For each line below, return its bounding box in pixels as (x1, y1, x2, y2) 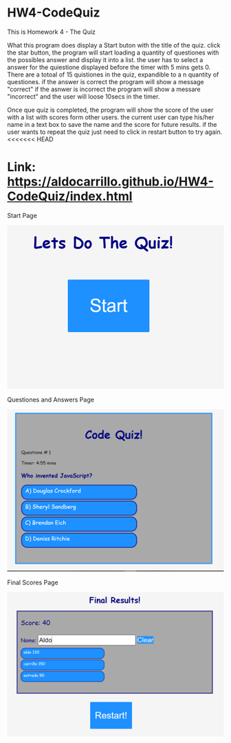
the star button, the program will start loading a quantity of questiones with (7, 48, 219, 57)
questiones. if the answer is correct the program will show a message (7, 77, 204, 86)
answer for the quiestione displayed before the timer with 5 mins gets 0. (7, 63, 211, 71)
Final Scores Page (7, 578, 58, 586)
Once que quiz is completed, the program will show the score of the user (7, 106, 214, 114)
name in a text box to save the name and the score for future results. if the (7, 120, 217, 128)
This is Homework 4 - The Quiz (7, 28, 96, 36)
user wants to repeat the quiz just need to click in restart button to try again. (7, 128, 223, 136)
